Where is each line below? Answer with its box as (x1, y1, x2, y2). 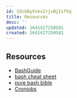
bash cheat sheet (14, 73, 57, 80)
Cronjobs (14, 85, 37, 92)
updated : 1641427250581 (6, 24, 64, 31)
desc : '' (6, 19, 27, 25)
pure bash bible (14, 79, 52, 86)
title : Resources (6, 14, 48, 20)
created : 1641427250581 (6, 30, 64, 36)
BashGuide (14, 67, 41, 74)
